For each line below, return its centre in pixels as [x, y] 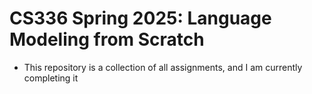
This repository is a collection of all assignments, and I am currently [163, 67]
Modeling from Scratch [107, 39]
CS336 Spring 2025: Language [140, 18]
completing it [51, 78]
